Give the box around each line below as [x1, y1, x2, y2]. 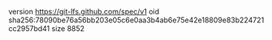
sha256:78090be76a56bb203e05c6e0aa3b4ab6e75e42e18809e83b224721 [8, 15, 265, 25]
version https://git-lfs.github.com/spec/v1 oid [8, 7, 160, 16]
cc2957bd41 [8, 24, 50, 33]
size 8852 [51, 24, 85, 33]
